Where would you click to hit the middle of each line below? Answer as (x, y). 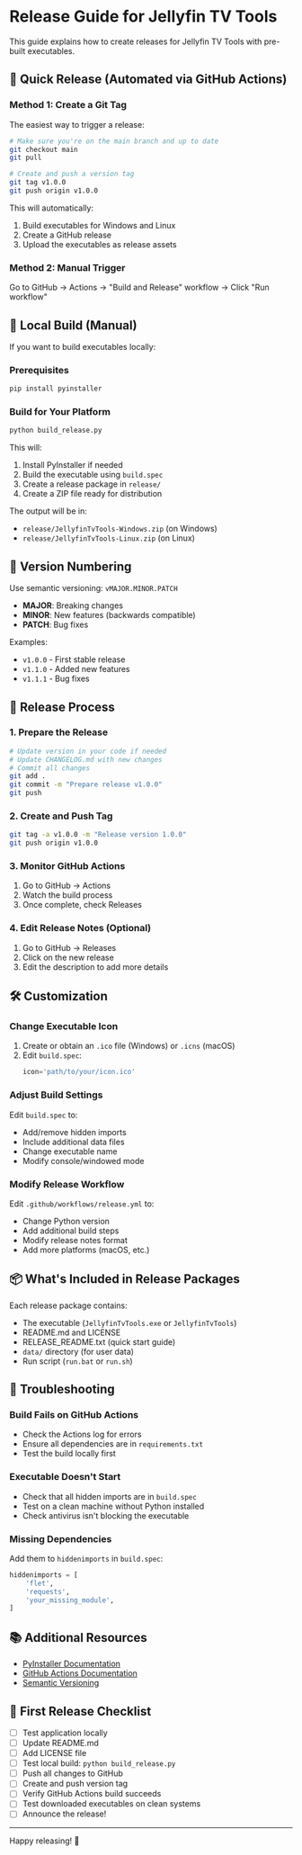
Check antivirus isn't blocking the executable (106, 1515)
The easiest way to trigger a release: (77, 124)
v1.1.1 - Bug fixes (56, 679)
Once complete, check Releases (82, 905)
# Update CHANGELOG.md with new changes (86, 759)
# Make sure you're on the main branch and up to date (114, 141)
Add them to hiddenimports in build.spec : (86, 1558)
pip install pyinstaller (56, 389)
